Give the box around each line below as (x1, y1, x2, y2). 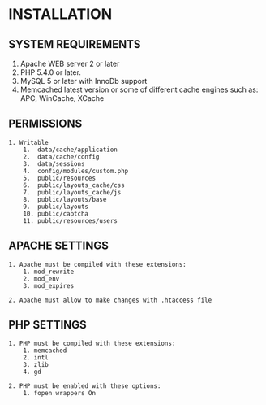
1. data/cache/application (23, 146, 118, 154)
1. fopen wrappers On (23, 390, 96, 398)
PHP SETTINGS (8, 318, 87, 332)
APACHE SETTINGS (8, 239, 109, 253)
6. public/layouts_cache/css (23, 181, 126, 189)
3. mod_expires (23, 281, 75, 290)
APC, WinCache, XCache (19, 94, 105, 102)
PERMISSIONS (8, 117, 83, 131)
